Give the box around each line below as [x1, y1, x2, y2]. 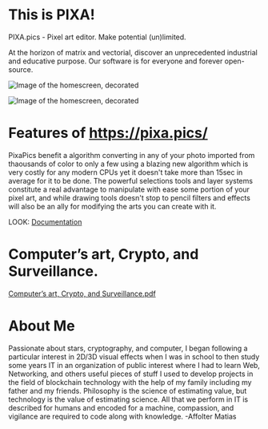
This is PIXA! [8, 6, 95, 24]
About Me [8, 317, 75, 334]
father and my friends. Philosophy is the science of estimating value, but [8, 386, 247, 395]
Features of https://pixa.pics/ [8, 124, 208, 142]
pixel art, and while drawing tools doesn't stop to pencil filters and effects [8, 192, 250, 202]
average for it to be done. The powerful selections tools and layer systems [8, 176, 254, 185]
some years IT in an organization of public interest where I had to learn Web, [8, 360, 260, 370]
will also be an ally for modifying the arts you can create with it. [8, 201, 217, 211]
